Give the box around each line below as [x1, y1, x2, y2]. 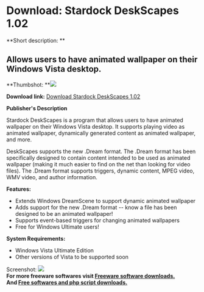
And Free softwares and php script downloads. [6, 279, 128, 286]
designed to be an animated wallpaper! [15, 210, 113, 217]
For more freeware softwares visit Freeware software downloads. [6, 272, 175, 279]
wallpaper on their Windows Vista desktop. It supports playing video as [6, 123, 185, 130]
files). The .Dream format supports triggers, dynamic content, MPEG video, [6, 167, 195, 174]
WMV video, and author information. [6, 173, 97, 180]
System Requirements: [6, 235, 66, 242]
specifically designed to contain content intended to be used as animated [6, 154, 191, 162]
